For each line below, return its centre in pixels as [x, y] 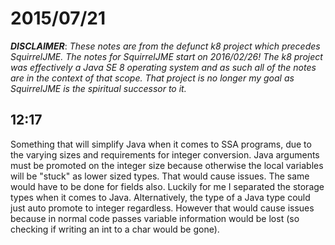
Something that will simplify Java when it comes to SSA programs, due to [161, 144]
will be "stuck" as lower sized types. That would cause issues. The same [160, 176]
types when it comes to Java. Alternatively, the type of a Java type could [160, 197]
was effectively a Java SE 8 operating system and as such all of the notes [163, 67]
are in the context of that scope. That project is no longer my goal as [152, 78]
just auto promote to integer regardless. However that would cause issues [162, 208]
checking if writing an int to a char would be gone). [115, 229]
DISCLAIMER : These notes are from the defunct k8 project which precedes [165, 46]
